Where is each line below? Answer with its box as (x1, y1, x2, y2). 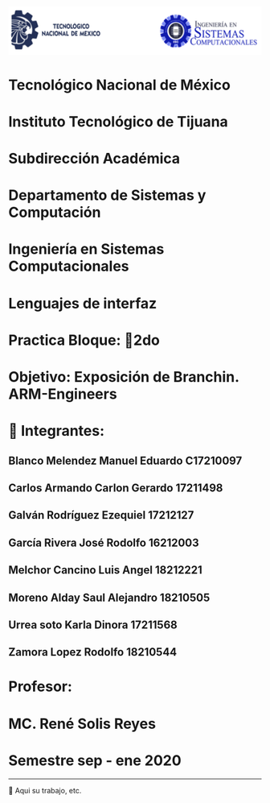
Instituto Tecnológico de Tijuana (8, 112, 229, 130)
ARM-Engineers (8, 385, 118, 403)
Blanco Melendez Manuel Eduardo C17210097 (8, 453, 243, 467)
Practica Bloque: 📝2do (8, 331, 161, 349)
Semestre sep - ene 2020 (8, 751, 182, 769)
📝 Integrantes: (8, 422, 105, 441)
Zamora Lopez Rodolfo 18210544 (8, 645, 178, 659)
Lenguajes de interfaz (8, 294, 157, 313)
